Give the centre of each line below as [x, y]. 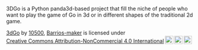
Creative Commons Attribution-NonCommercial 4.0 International [85, 41]
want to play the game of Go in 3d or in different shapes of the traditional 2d [100, 15]
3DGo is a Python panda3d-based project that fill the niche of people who [97, 9]
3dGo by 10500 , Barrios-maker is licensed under [66, 33]
